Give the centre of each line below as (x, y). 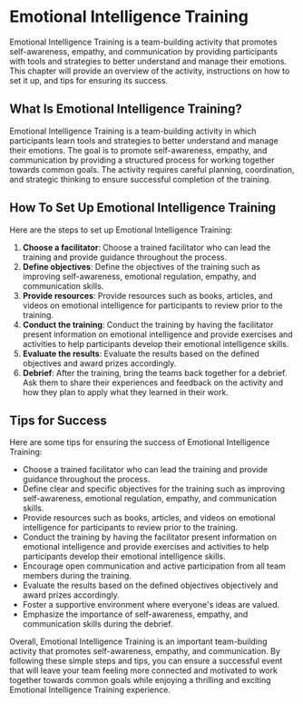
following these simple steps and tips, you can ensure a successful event (146, 661)
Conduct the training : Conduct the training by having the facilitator (148, 324)
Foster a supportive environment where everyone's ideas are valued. (151, 605)
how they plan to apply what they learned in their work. (125, 392)
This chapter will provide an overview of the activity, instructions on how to (150, 71)
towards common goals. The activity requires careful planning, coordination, (152, 169)
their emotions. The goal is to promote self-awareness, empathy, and (138, 150)
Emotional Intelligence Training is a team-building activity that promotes (143, 42)
